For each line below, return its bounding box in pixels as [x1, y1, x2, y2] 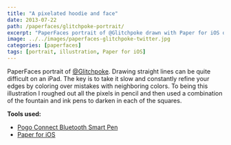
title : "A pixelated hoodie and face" [7, 10, 118, 17]
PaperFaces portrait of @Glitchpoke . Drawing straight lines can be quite [7, 67, 211, 76]
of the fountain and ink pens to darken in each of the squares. [7, 96, 182, 104]
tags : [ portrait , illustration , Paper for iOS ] [7, 49, 146, 56]
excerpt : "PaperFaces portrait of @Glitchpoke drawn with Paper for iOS [7, 29, 220, 36]
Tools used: [7, 109, 41, 118]
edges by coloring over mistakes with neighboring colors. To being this [7, 82, 208, 90]
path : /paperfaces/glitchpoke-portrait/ [7, 23, 125, 30]
